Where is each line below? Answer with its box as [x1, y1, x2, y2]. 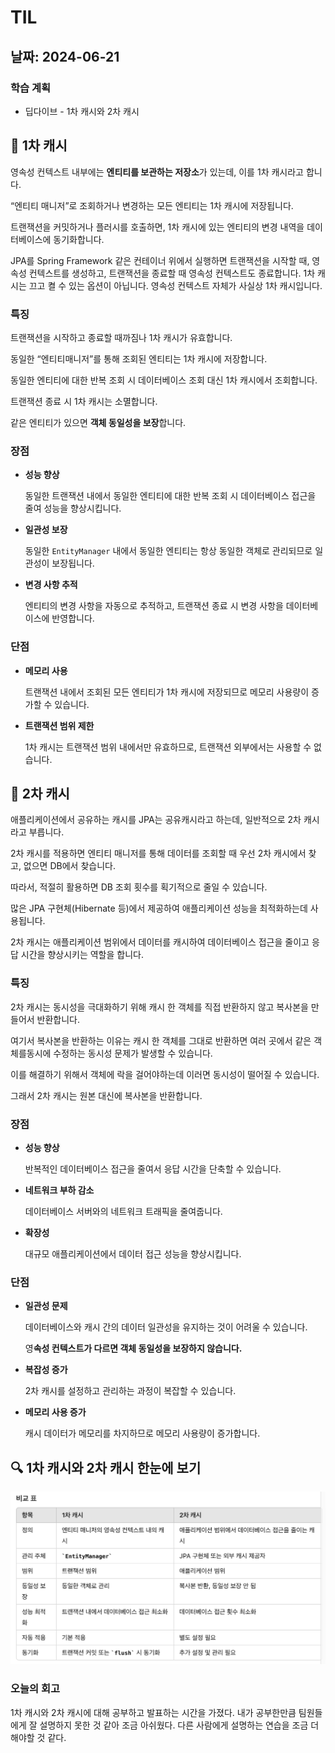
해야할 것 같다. [10, 1731, 67, 1743]
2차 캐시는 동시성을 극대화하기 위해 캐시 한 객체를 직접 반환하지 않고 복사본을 [10, 1001, 309, 1013]
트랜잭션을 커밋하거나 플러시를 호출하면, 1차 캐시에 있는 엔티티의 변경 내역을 [10, 221, 305, 233]
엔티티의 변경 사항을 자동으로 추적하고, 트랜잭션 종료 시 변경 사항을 [24, 600, 284, 612]
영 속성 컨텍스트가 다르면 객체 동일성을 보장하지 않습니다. [24, 1342, 243, 1355]
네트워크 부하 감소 [24, 1184, 95, 1196]
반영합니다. [51, 612, 95, 625]
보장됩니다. [51, 557, 95, 570]
